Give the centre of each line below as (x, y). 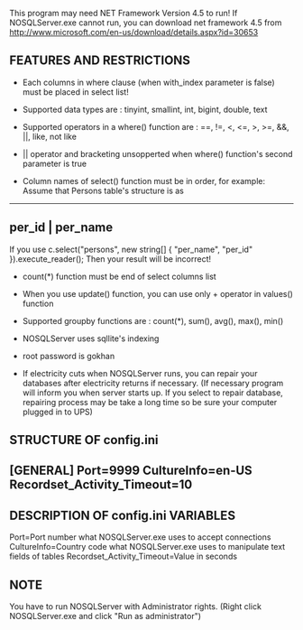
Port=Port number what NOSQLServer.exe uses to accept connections (140, 537)
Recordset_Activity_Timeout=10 (101, 485)
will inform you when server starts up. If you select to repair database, (153, 393)
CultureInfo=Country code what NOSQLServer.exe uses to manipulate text (147, 547)
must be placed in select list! (75, 92)
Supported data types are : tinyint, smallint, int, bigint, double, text (145, 109)
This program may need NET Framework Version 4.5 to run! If (124, 13)
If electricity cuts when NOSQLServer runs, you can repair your (140, 373)
